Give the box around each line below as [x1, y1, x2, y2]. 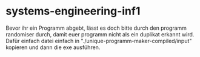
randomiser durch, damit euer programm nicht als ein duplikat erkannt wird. [5, 30, 195, 38]
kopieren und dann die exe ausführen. [5, 44, 101, 51]
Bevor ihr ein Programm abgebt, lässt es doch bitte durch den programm [5, 24, 187, 32]
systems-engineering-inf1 [5, 4, 141, 18]
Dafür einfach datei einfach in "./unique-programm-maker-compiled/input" [5, 37, 192, 44]
